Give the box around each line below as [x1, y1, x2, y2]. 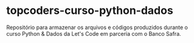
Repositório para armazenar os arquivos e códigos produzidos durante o [6, 24, 189, 31]
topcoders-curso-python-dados [6, 4, 173, 18]
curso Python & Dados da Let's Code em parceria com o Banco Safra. [6, 30, 181, 37]
